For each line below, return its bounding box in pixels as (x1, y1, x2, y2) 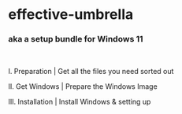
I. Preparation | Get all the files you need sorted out (8, 67, 174, 76)
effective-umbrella (8, 6, 134, 24)
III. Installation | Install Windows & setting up (8, 97, 151, 107)
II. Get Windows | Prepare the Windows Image (8, 82, 158, 91)
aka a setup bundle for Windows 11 (8, 34, 143, 45)
